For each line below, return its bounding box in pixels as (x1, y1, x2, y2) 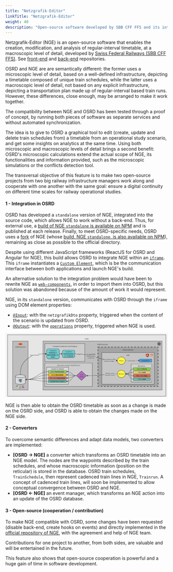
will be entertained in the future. (5, 545, 73, 551)
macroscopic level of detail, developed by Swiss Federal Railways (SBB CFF (5, 50, 166, 57)
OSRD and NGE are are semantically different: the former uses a (5, 66, 142, 72)
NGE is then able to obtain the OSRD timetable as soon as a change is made (5, 402, 166, 408)
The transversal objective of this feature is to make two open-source (5, 172, 151, 179)
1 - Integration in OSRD (5, 200, 55, 206)
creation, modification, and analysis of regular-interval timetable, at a (5, 45, 152, 51)
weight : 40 (5, 19, 29, 24)
